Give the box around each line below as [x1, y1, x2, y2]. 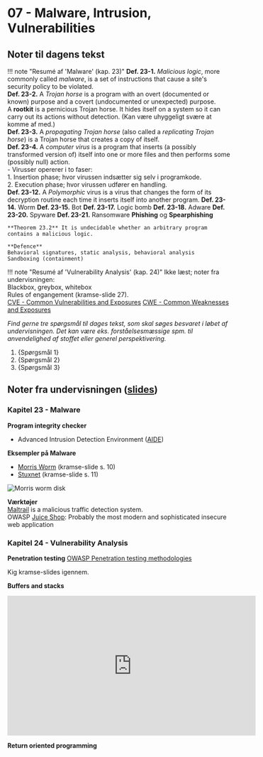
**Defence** [7, 243, 43, 250]
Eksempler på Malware [7, 449, 77, 457]
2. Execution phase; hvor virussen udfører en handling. [7, 180, 168, 189]
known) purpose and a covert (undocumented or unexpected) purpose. [7, 97, 216, 106]
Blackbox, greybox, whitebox [7, 283, 92, 291]
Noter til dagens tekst [7, 48, 105, 60]
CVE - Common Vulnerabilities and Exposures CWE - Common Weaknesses [7, 298, 229, 306]
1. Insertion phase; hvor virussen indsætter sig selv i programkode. [7, 173, 202, 181]
